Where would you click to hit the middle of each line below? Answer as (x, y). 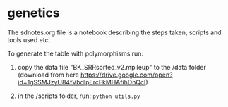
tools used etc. (29, 39)
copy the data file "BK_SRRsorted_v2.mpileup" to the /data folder (112, 67)
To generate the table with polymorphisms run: (75, 53)
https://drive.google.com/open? (126, 75)
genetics (34, 13)
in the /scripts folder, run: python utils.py (79, 96)
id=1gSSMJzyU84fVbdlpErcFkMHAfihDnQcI (82, 82)
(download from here (48, 75)
